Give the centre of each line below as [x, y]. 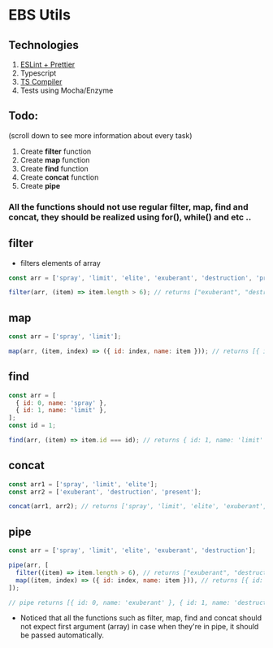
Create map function [55, 159]
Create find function [54, 168]
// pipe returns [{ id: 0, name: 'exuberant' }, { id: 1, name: [119, 602]
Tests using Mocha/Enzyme [67, 90]
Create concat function [59, 177]
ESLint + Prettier [48, 64]
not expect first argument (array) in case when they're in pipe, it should [139, 627]
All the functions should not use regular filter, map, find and [129, 207]
